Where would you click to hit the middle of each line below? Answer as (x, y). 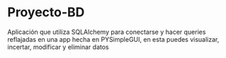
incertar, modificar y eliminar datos (58, 47)
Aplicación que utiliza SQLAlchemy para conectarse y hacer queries (107, 32)
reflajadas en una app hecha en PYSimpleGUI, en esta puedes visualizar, (113, 39)
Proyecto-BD (46, 12)
